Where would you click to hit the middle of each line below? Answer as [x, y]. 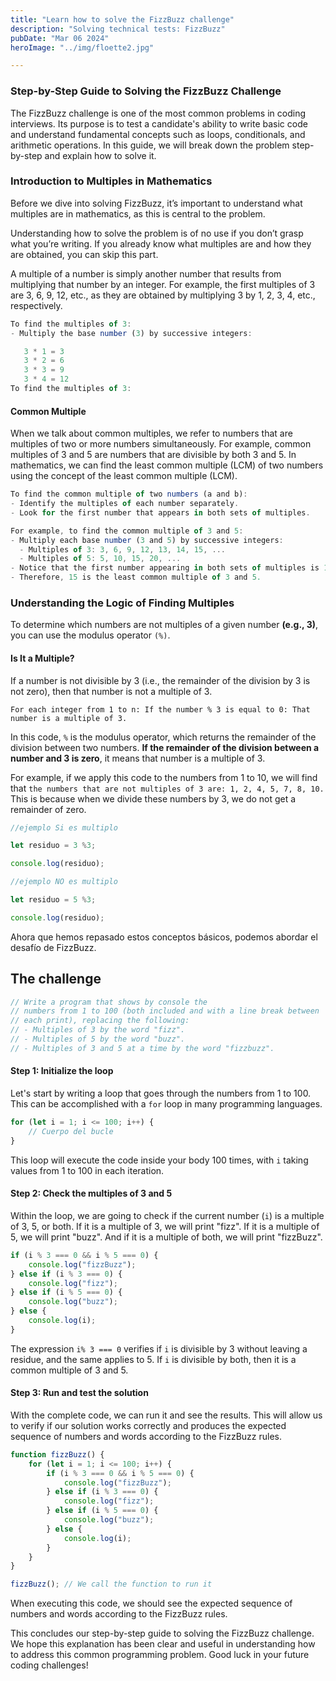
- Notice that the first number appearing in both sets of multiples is [165, 568]
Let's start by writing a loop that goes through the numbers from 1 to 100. [161, 1093]
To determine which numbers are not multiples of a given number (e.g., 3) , [164, 625]
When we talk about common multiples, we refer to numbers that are [151, 433]
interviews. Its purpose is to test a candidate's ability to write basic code [159, 123]
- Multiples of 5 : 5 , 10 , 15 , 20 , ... [100, 559]
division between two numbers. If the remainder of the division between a [165, 747]
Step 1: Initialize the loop [62, 1071]
